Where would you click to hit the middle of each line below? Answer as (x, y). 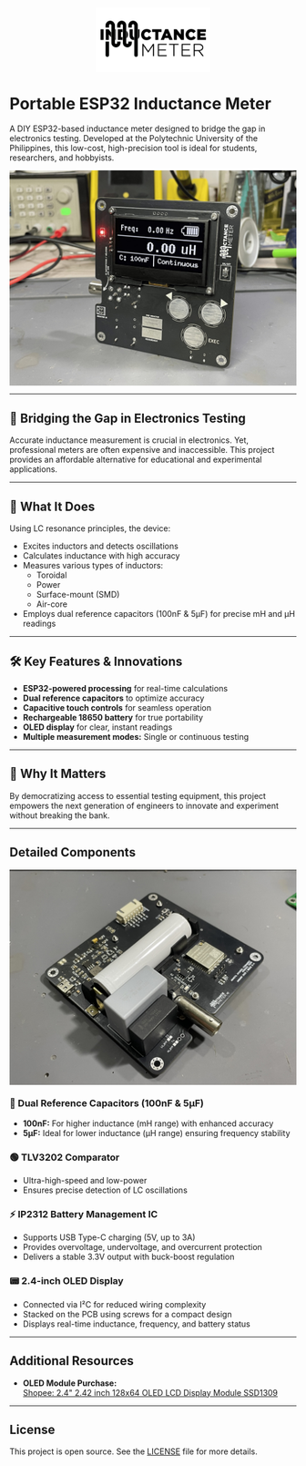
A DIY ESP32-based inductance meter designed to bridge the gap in (138, 128)
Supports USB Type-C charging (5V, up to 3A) (109, 1237)
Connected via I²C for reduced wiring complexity (114, 1304)
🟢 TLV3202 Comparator (65, 1157)
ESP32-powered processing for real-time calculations (125, 688)
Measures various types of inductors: (93, 566)
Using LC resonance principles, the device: (90, 528)
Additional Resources (71, 1361)
